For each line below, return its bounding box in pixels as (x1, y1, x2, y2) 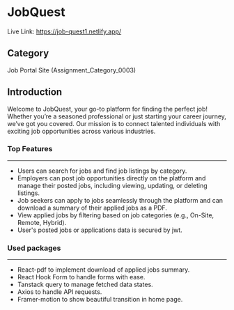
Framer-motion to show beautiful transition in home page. (17, 295, 183, 304)
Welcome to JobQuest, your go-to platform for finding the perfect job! (7, 104, 208, 113)
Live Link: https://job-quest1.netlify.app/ (7, 27, 122, 36)
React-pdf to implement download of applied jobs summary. (17, 265, 190, 274)
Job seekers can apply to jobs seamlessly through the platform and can (17, 196, 224, 204)
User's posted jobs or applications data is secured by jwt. (17, 226, 182, 234)
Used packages (7, 243, 61, 253)
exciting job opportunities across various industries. (7, 127, 156, 135)
